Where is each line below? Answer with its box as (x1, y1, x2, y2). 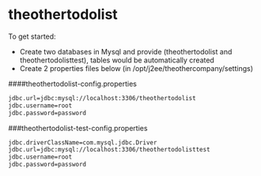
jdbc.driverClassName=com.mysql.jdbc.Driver (8, 138, 157, 147)
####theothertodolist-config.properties (8, 79, 137, 88)
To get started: (8, 32, 57, 41)
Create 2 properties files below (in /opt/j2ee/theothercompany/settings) (19, 63, 254, 73)
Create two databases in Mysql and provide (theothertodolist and (19, 47, 233, 56)
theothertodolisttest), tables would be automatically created (19, 55, 215, 65)
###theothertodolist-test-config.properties (8, 123, 148, 133)
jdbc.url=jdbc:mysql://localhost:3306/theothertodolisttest (8, 146, 211, 154)
